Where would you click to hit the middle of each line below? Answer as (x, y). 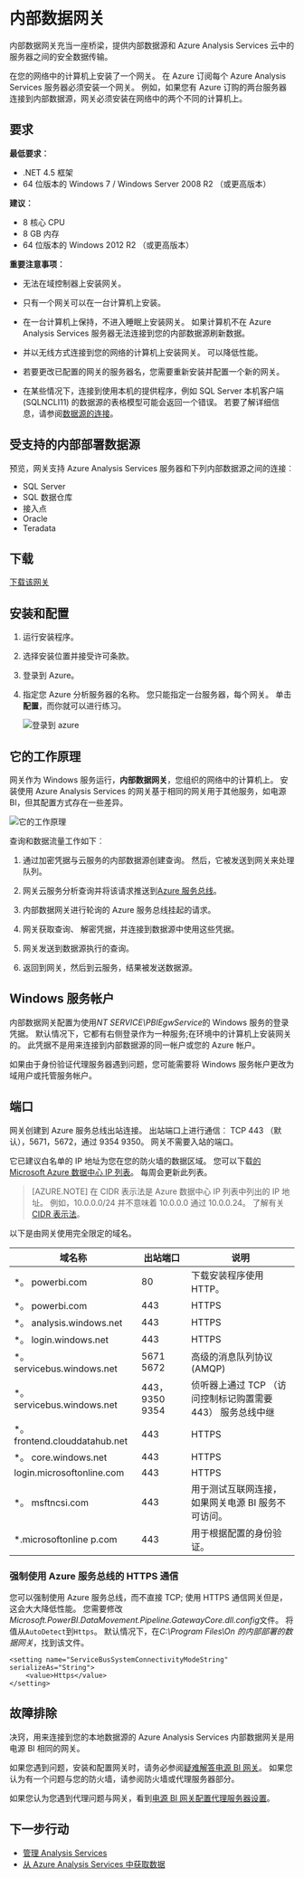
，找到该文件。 (61, 1642)
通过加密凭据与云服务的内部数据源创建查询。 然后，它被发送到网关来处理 (158, 860)
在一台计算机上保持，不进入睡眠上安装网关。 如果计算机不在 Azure (147, 321)
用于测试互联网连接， (237, 1489)
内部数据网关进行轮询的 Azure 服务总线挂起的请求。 (119, 910)
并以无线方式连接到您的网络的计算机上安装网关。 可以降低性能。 (142, 352)
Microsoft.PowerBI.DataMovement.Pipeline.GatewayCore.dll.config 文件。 (147, 1619)
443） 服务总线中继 (233, 1412)
